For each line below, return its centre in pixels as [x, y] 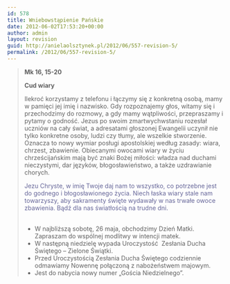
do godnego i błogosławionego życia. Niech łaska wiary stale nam [118, 193]
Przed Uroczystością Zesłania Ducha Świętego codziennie [118, 258]
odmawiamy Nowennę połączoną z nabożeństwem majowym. [123, 265]
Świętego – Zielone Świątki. [73, 251]
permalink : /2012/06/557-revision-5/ [62, 53]
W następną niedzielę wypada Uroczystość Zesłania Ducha [120, 243]
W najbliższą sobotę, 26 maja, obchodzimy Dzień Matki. [114, 229]
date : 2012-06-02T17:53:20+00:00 [55, 26]
